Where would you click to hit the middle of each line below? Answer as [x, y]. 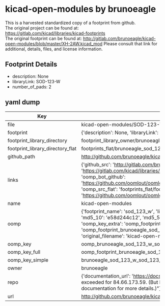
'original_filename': [103, 236]
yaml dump [23, 102]
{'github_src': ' [97, 165]
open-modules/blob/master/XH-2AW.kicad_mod [54, 43]
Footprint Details [31, 64]
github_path [21, 156]
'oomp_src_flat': [99, 189]
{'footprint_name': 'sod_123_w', [118, 211]
